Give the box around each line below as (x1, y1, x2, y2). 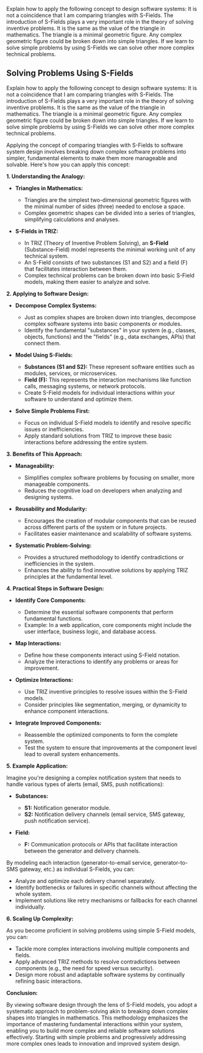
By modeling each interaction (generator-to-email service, (6, 859, 152, 866)
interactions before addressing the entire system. (24, 438, 148, 445)
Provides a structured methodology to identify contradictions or (24, 553, 184, 561)
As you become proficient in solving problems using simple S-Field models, (6, 926, 196, 934)
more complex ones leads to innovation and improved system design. (6, 1040, 181, 1047)
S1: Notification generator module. (24, 804, 111, 811)
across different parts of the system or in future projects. (24, 523, 167, 531)
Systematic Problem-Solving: (15, 542, 92, 549)
